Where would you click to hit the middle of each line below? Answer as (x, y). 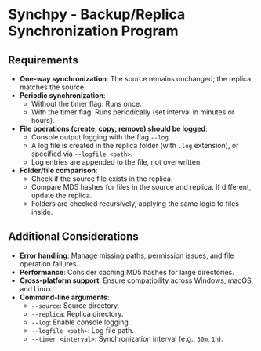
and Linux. (36, 288)
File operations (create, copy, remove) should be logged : (113, 128)
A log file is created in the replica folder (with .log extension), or (135, 145)
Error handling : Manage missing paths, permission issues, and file (127, 255)
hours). (43, 120)
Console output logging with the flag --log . (101, 137)
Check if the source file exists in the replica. (102, 179)
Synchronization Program (93, 31)
